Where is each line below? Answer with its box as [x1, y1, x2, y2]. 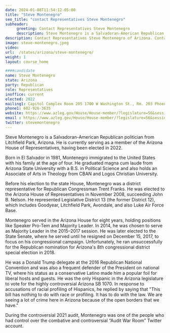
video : [5, 45, 19, 50]
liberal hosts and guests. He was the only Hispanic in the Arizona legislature [5, 275, 163, 281]
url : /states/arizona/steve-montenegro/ [5, 50, 94, 55]
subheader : [5, 21, 28, 27]
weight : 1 [5, 54, 26, 60]
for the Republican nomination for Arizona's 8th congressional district [5, 244, 150, 250]
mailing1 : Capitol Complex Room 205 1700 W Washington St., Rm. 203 [5, 101, 153, 106]
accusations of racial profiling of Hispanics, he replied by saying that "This [5, 286, 160, 292]
